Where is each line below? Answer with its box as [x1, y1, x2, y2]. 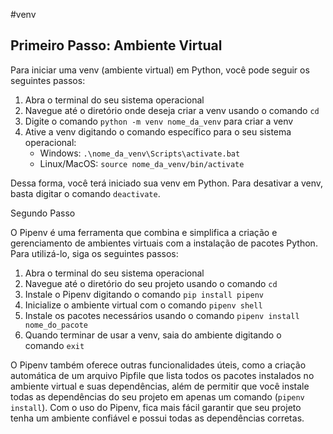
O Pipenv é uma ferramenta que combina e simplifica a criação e [10, 226, 278, 238]
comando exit [24, 339, 85, 351]
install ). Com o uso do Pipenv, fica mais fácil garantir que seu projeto [10, 401, 302, 413]
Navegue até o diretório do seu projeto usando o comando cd [24, 277, 278, 289]
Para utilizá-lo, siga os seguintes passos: [10, 247, 179, 259]
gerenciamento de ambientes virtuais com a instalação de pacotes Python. [10, 237, 318, 249]
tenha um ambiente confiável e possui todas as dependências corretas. [10, 412, 305, 424]
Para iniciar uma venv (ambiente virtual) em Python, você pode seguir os [10, 64, 310, 76]
